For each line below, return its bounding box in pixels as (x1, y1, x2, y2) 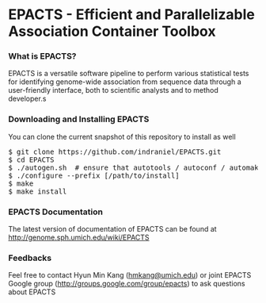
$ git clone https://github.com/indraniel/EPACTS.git (8, 147, 222, 156)
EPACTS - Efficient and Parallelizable (8, 6, 256, 24)
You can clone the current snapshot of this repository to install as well (8, 132, 236, 141)
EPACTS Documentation (8, 206, 103, 217)
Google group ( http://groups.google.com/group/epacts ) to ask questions (8, 279, 245, 289)
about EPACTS (8, 287, 56, 297)
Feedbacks (8, 252, 52, 263)
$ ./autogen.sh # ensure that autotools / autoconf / (8, 163, 226, 172)
